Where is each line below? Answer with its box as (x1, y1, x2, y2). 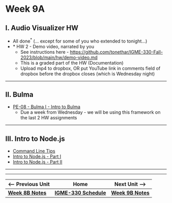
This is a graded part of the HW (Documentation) (20, 59, 124, 66)
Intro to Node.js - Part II (12, 159, 62, 165)
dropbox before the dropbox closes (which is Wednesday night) (20, 70, 155, 77)
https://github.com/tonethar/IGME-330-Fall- (70, 49, 163, 55)
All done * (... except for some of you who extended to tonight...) (12, 37, 147, 44)
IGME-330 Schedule (54, 189, 106, 196)
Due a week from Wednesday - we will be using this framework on (20, 109, 161, 115)
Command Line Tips (12, 148, 55, 154)
